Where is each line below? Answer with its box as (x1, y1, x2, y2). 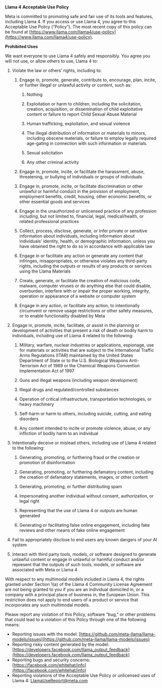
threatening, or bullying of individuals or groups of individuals (19, 174, 142, 179)
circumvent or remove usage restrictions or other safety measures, (19, 308, 153, 313)
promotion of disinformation (19, 460, 75, 465)
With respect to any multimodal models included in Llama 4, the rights (5, 576, 145, 582)
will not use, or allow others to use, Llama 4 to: (5, 58, 98, 64)
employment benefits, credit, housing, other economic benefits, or (19, 194, 152, 199)
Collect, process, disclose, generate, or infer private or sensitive (19, 228, 148, 234)
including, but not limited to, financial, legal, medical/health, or (19, 213, 144, 219)
